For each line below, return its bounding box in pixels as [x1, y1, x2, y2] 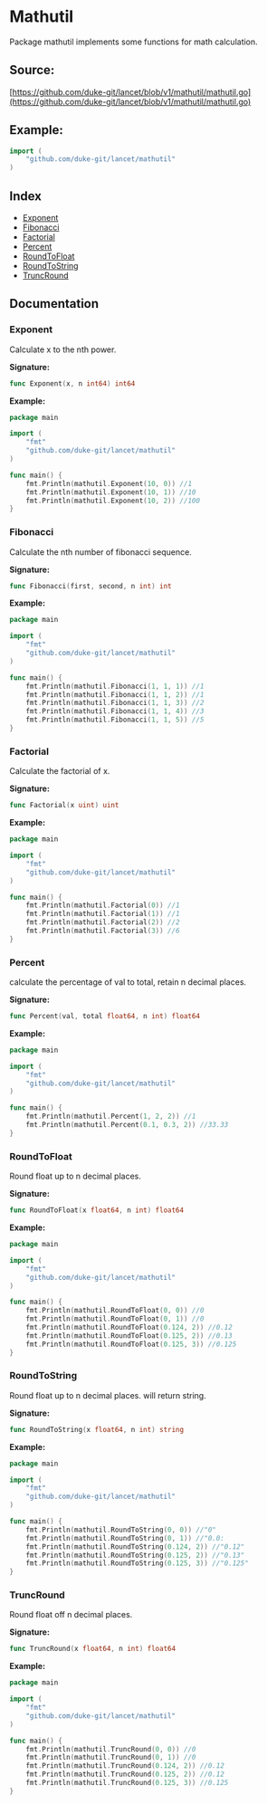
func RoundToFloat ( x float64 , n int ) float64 [9, 1206, 184, 1215]
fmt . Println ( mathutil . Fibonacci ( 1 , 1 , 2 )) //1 [25, 690, 205, 699]
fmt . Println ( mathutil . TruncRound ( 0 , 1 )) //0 [25, 1753, 196, 1762]
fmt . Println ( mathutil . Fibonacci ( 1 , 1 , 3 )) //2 [25, 699, 205, 708]
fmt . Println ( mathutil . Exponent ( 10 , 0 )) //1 [25, 479, 193, 488]
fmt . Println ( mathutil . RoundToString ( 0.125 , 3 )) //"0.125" [25, 1559, 249, 1568]
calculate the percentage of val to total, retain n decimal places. [9, 977, 247, 988]
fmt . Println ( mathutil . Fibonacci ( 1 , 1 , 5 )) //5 [25, 715, 205, 725]
